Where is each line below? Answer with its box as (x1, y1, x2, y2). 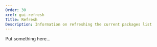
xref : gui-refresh (5, 12, 44, 17)
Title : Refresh (5, 17, 38, 22)
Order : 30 (5, 7, 27, 13)
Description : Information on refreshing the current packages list (5, 21, 152, 27)
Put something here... (5, 36, 51, 42)
